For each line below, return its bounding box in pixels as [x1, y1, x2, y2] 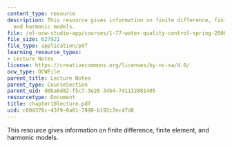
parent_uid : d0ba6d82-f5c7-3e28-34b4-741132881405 [7, 87, 156, 94]
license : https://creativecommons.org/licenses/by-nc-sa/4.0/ [7, 62, 190, 69]
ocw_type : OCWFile [7, 68, 60, 75]
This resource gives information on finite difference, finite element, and [7, 126, 209, 134]
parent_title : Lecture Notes [7, 74, 91, 82]
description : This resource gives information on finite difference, [7, 17, 212, 24]
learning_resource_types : [7, 49, 81, 56]
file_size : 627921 [7, 36, 60, 43]
